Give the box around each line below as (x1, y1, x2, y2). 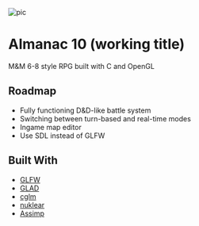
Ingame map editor (19, 122, 82, 132)
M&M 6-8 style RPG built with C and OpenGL (8, 61, 155, 71)
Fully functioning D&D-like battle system (19, 105, 151, 115)
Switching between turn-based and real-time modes (19, 113, 192, 123)
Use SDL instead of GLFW (19, 131, 105, 140)
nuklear (19, 200, 45, 209)
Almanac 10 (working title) (8, 36, 185, 53)
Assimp (19, 209, 45, 218)
